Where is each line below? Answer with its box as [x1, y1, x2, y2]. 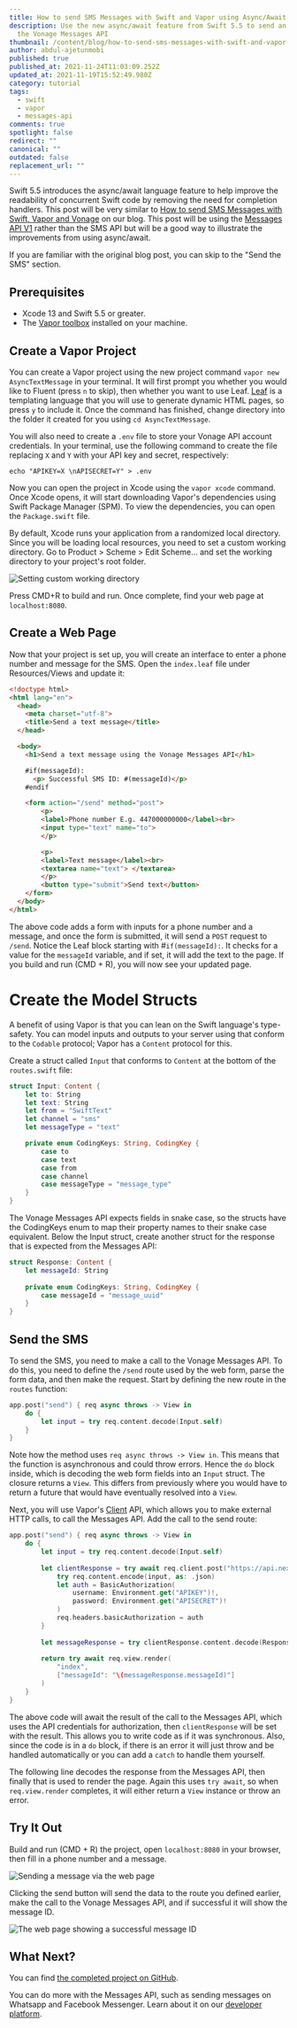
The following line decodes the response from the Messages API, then [9, 1766, 265, 1776]
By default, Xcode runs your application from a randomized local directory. [9, 528, 281, 538]
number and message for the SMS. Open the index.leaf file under [9, 658, 250, 669]
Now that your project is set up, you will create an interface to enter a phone [9, 648, 287, 660]
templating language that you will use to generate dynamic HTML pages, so [9, 395, 285, 406]
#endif [25, 783, 49, 792]
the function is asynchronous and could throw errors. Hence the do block [9, 1459, 275, 1470]
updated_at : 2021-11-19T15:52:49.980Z [9, 71, 152, 80]
